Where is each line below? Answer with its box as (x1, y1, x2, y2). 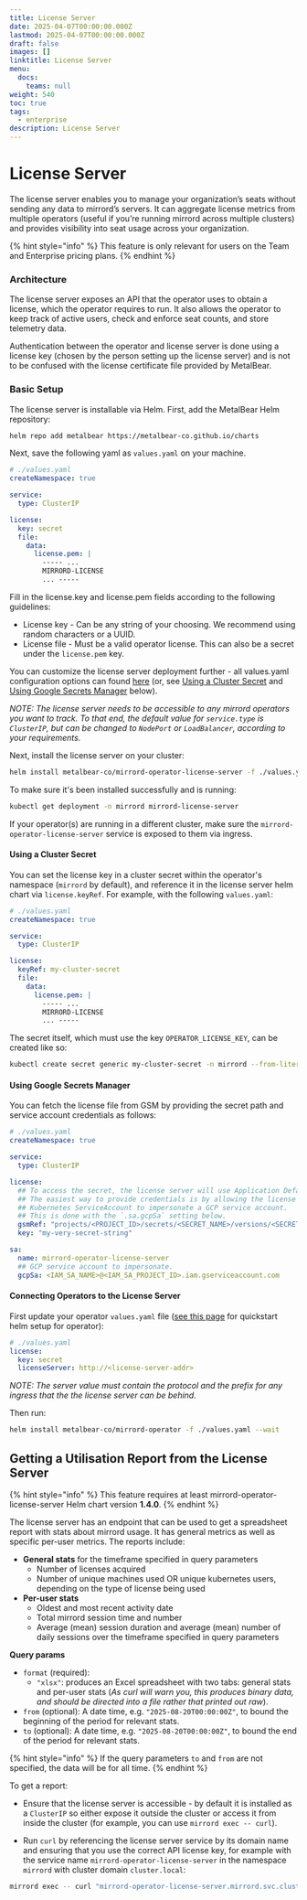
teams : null (26, 81, 71, 91)
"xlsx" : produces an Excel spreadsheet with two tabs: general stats (36, 1676, 291, 1688)
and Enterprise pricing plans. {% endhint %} (9, 250, 176, 261)
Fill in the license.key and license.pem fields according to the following (9, 591, 276, 602)
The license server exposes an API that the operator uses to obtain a (9, 294, 268, 305)
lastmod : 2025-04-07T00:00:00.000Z (9, 30, 145, 39)
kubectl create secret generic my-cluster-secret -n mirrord (9, 1060, 248, 1069)
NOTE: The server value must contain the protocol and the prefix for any (9, 1380, 283, 1391)
